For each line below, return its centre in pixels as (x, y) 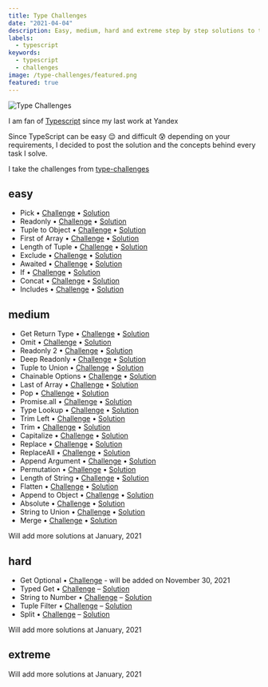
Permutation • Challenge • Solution (78, 470)
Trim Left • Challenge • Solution (72, 419)
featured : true (33, 82)
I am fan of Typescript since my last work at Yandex (93, 121)
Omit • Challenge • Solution (65, 342)
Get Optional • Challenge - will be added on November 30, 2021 (125, 580)
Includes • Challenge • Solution (72, 289)
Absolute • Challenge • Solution (72, 503)
